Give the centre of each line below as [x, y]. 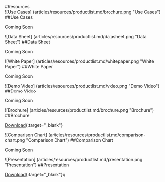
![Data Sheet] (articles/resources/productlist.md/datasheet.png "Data [76, 37]
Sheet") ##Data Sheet [28, 42]
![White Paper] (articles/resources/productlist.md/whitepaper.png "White [80, 61]
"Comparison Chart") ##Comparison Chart [70, 140]
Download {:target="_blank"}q [35, 174]
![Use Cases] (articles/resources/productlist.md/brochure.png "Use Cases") [83, 12]
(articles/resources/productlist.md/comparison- [97, 135]
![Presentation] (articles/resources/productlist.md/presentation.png [74, 159]
